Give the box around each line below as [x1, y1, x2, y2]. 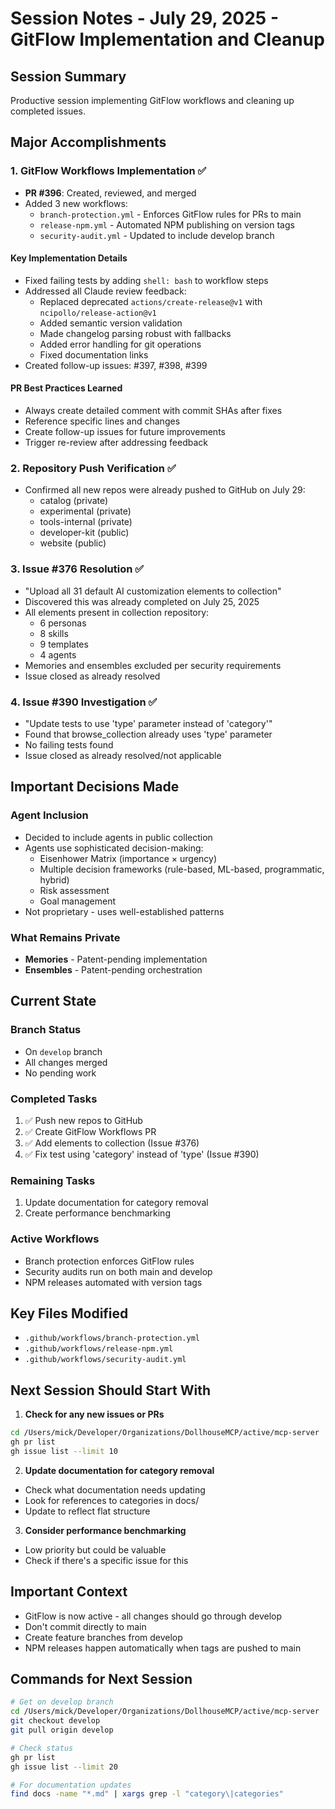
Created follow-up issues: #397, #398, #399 [24, 359, 208, 371]
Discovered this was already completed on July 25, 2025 [24, 595, 260, 607]
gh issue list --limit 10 [10, 1446, 118, 1456]
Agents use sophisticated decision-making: [24, 842, 204, 854]
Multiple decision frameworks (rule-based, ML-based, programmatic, [39, 863, 325, 875]
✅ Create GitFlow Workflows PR [24, 1125, 157, 1137]
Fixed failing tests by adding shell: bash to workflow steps [24, 274, 269, 286]
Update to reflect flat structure [24, 1505, 151, 1517]
